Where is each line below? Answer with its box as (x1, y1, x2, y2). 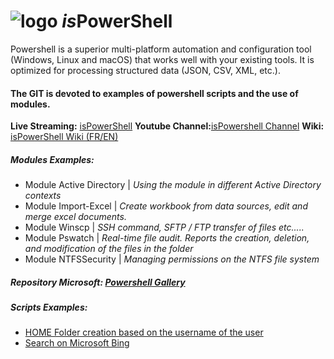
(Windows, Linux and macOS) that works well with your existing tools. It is (10, 53, 315, 65)
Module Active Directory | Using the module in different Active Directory (24, 179, 322, 191)
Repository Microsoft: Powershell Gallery (10, 276, 186, 288)
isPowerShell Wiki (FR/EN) (10, 131, 119, 143)
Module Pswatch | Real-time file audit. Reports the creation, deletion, (24, 232, 310, 244)
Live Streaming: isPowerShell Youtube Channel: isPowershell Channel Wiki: (10, 120, 325, 132)
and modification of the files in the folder (24, 243, 194, 255)
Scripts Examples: (10, 301, 88, 314)
